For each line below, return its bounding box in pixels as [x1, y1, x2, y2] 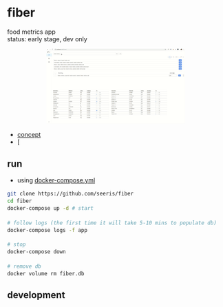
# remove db [7, 263, 41, 270]
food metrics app [7, 28, 56, 36]
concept [17, 131, 41, 139]
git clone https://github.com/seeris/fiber [7, 191, 134, 198]
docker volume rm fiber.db [7, 270, 85, 277]
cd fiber [7, 198, 32, 204]
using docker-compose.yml [17, 176, 96, 184]
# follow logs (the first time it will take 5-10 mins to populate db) [7, 219, 217, 226]
